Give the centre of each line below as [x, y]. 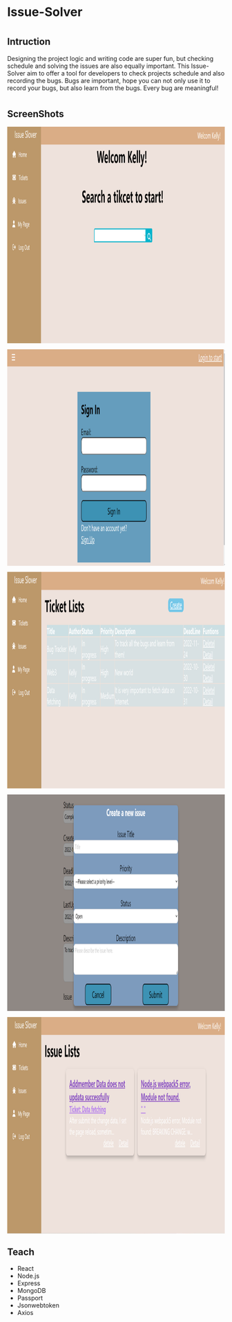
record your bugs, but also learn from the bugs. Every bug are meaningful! [113, 88]
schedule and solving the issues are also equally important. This [98, 66]
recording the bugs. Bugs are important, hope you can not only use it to [109, 80]
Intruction [29, 42]
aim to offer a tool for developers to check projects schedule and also [126, 73]
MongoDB [31, 1291]
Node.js [28, 1276]
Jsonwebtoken [38, 1305]
